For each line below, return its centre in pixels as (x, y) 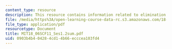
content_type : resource (31, 10)
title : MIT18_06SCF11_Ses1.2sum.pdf (44, 34)
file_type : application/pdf (35, 24)
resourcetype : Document (31, 29)
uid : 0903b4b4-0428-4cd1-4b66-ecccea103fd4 (52, 39)
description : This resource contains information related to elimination (86, 15)
